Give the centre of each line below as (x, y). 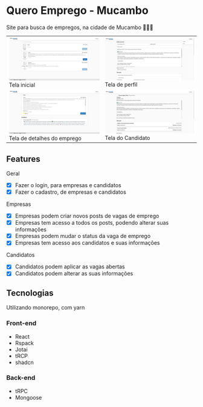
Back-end (21, 378)
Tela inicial (22, 85)
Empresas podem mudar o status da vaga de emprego (83, 236)
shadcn (24, 362)
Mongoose (28, 397)
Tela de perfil (121, 85)
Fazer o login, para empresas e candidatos (68, 185)
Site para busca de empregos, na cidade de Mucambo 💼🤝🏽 (80, 27)
